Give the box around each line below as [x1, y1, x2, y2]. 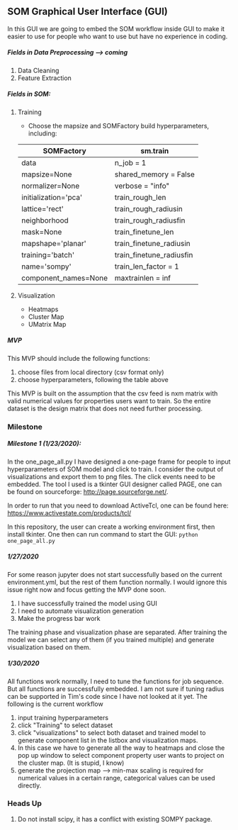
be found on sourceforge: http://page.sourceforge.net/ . [7, 487, 169, 495]
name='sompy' [21, 262, 72, 271]
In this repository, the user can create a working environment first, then [7, 522, 215, 531]
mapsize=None [21, 169, 72, 179]
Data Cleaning [17, 66, 59, 74]
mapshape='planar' [21, 238, 86, 248]
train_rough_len [114, 192, 166, 202]
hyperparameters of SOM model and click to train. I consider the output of [7, 464, 224, 473]
